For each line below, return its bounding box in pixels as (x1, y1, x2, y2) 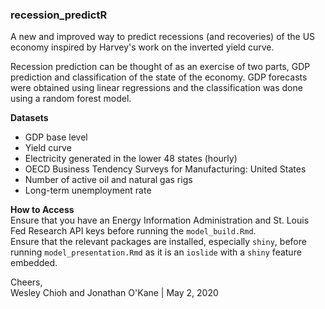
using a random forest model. (10, 93, 132, 105)
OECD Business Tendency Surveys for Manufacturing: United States (24, 163, 307, 175)
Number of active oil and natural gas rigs (24, 174, 193, 186)
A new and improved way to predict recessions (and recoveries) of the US (10, 31, 316, 43)
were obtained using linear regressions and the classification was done (10, 82, 303, 94)
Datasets (10, 112, 49, 124)
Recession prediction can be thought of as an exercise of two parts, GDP (10, 61, 311, 73)
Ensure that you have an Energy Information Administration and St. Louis (10, 214, 310, 227)
